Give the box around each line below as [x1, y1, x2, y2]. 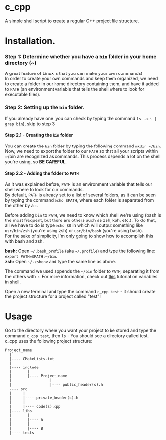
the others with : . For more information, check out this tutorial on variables [5, 274, 158, 280]
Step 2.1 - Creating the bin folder [5, 132, 73, 138]
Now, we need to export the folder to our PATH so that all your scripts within [5, 148, 158, 154]
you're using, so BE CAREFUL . [5, 158, 67, 165]
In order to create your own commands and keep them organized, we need [5, 76, 158, 82]
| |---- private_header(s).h [9, 395, 79, 401]
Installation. [5, 35, 55, 47]
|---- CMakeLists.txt [9, 357, 55, 362]
